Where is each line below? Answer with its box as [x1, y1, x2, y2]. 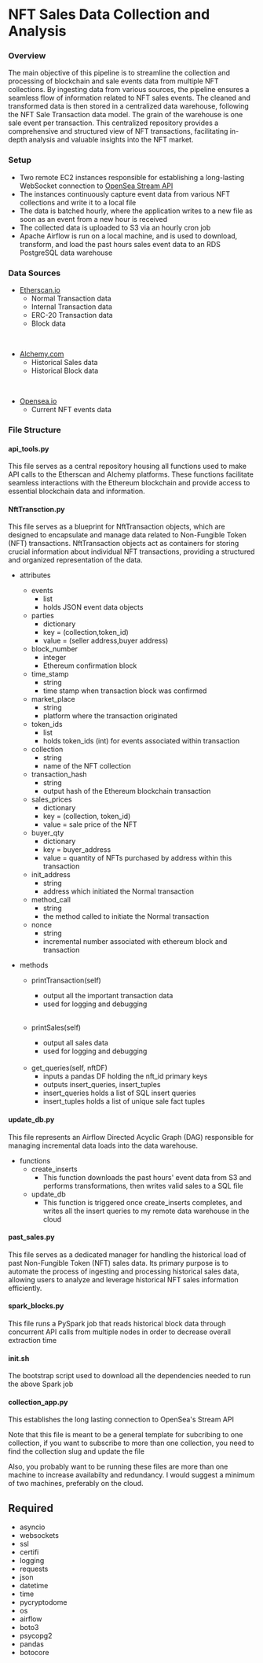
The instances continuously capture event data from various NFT [19, 189, 231, 198]
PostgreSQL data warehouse [19, 248, 113, 257]
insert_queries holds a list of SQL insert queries [42, 1088, 196, 1098]
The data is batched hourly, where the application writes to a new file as [19, 206, 253, 216]
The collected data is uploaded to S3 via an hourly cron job [19, 223, 211, 232]
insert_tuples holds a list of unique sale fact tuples [42, 1097, 206, 1106]
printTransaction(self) [31, 975, 102, 985]
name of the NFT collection [42, 761, 132, 771]
